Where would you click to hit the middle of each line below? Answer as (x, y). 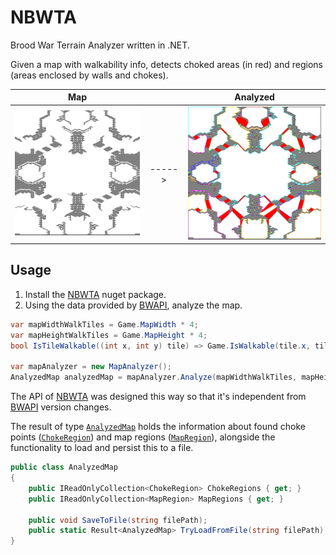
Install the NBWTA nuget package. (95, 294)
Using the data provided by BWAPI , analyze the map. (133, 305)
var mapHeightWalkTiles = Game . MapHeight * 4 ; (109, 335)
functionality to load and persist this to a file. (102, 448)
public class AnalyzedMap (64, 467)
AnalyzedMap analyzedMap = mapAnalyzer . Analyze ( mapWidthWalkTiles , (154, 377)
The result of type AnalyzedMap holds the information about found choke (158, 427)
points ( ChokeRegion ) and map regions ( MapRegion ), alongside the (143, 437)
